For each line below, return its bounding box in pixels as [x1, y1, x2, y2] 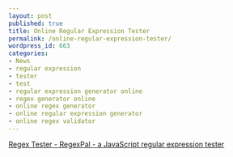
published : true [8, 19, 63, 28]
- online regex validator [8, 117, 95, 125]
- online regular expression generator [8, 110, 143, 118]
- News [8, 57, 31, 66]
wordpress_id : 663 [8, 42, 70, 50]
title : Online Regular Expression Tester [8, 27, 150, 35]
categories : [8, 49, 49, 57]
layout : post [8, 11, 53, 20]
